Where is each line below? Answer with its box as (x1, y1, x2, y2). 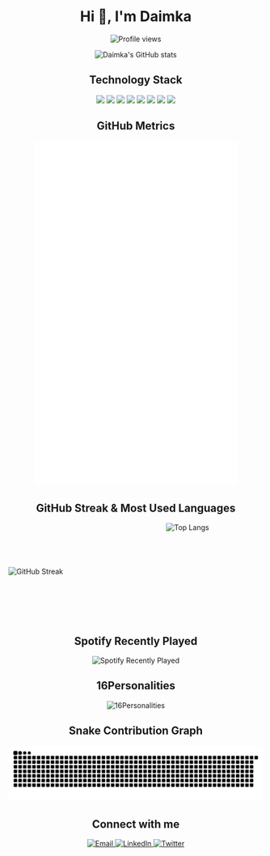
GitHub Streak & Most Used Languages (36, 501, 236, 515)
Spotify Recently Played (74, 634, 198, 648)
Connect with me (91, 817, 180, 831)
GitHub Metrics (96, 119, 175, 133)
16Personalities (95, 679, 176, 693)
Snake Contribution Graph (68, 724, 204, 738)
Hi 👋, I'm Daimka (79, 7, 192, 26)
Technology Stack (89, 73, 183, 87)
